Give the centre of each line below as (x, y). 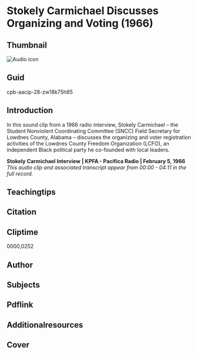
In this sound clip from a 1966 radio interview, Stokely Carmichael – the (93, 124)
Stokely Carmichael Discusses (83, 11)
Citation (22, 212)
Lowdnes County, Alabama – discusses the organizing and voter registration (99, 137)
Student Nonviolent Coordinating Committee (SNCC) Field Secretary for (94, 131)
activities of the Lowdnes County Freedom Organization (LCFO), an (88, 143)
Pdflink (20, 305)
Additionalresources (45, 325)
